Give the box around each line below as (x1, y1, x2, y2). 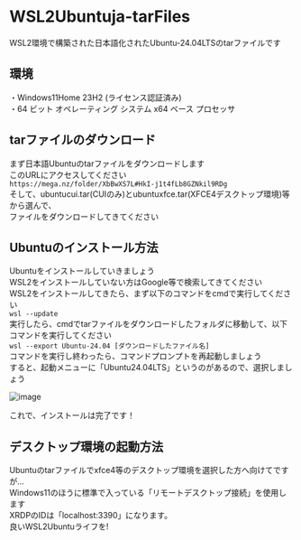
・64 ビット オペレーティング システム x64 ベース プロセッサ (9, 103, 236, 114)
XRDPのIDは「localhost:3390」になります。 (9, 510, 173, 521)
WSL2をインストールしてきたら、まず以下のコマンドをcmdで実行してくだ (9, 288, 284, 299)
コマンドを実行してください (9, 330, 113, 340)
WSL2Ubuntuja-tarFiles (9, 6, 191, 27)
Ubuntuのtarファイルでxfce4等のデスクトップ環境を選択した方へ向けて (9, 465, 274, 476)
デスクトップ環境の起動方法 (9, 439, 164, 454)
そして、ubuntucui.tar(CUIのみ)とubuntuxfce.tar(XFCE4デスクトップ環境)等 (9, 188, 290, 200)
